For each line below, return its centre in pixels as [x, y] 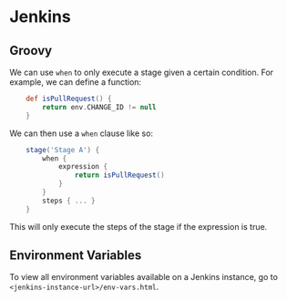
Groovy [31, 51]
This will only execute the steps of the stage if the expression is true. [138, 226]
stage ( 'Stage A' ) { [63, 150]
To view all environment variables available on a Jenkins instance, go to [143, 277]
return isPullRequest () [120, 175]
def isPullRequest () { [69, 99]
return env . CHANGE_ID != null [99, 107]
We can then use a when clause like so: [81, 133]
